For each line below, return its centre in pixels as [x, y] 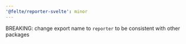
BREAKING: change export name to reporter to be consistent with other [93, 28]
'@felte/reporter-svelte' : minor [47, 11]
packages [18, 34]
